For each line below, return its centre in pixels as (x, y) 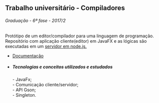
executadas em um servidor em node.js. (46, 46)
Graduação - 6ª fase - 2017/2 (35, 20)
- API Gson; (24, 90)
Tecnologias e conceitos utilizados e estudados (62, 67)
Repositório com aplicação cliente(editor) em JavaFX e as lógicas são (76, 41)
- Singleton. (24, 95)
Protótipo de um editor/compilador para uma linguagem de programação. (79, 36)
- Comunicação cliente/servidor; (45, 84)
